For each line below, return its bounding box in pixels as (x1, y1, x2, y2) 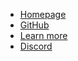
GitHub (19, 19, 50, 31)
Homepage (19, 9, 67, 20)
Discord (19, 40, 53, 52)
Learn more (19, 30, 68, 41)
